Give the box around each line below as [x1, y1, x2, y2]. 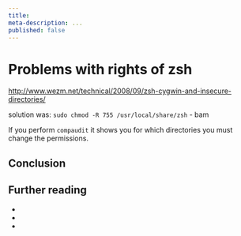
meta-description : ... [8, 19, 83, 27]
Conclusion [8, 156, 66, 170]
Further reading [8, 183, 87, 197]
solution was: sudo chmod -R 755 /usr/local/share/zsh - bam [8, 110, 209, 119]
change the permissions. [8, 133, 89, 143]
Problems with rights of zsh [8, 60, 193, 78]
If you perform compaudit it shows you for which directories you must [8, 125, 233, 135]
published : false [8, 26, 66, 34]
